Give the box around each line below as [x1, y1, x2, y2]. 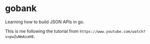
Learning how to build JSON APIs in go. [5, 19, 85, 25]
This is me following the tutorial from [5, 28, 79, 34]
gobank [5, 3, 37, 14]
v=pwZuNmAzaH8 [5, 34, 34, 39]
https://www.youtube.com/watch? [80, 29, 146, 34]
